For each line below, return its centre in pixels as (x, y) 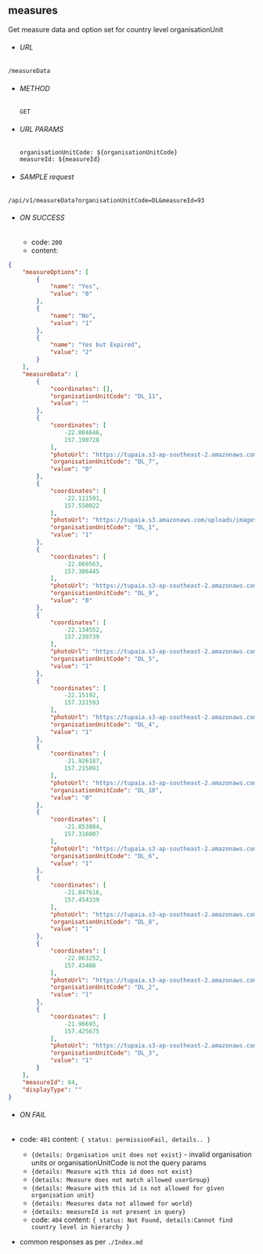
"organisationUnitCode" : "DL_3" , (104, 1053)
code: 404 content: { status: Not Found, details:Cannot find (132, 1219)
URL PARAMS (41, 129)
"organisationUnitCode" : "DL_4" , (104, 724)
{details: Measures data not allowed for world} (112, 1203)
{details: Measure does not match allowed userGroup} (121, 1180)
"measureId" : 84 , (50, 1082)
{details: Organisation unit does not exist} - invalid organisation (141, 1154)
